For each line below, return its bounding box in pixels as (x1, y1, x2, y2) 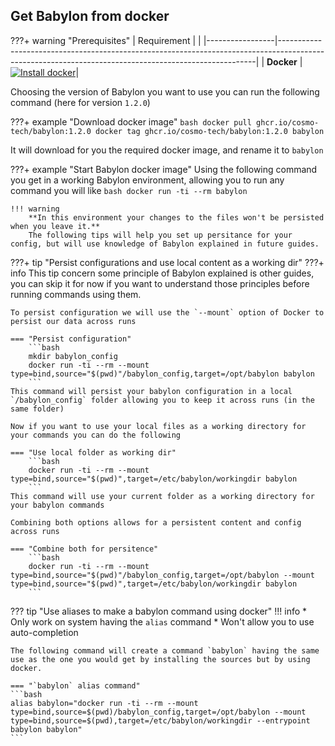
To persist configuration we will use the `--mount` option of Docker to (10, 307, 325, 318)
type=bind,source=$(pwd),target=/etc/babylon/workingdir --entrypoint (10, 715, 311, 726)
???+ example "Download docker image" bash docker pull (10, 115, 252, 128)
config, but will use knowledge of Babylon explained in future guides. (10, 239, 320, 249)
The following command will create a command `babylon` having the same (10, 645, 320, 656)
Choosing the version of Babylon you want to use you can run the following (10, 85, 320, 98)
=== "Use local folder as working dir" (10, 447, 177, 458)
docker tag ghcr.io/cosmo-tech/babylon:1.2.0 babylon (95, 126, 325, 136)
